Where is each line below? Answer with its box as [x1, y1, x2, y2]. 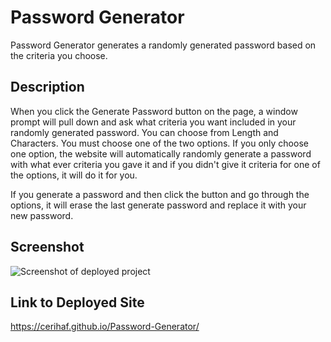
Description [10, 79, 85, 96]
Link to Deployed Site [10, 294, 145, 311]
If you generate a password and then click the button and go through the [10, 188, 310, 200]
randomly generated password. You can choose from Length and [10, 126, 279, 138]
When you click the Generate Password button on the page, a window [10, 105, 298, 117]
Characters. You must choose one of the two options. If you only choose [10, 137, 309, 149]
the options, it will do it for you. [10, 169, 138, 181]
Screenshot [10, 239, 85, 256]
